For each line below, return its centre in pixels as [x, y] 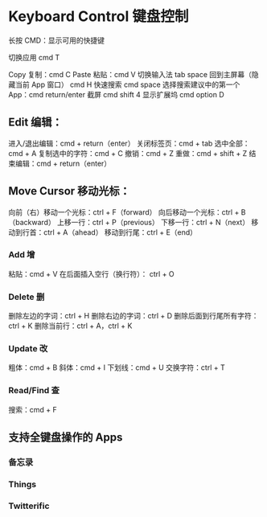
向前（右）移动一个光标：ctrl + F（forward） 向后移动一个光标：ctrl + [124, 212]
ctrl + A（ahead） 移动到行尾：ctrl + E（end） [120, 232]
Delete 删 [27, 297]
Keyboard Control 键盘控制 [99, 16]
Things [23, 484]
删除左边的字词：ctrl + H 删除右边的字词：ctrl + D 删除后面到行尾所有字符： [133, 316]
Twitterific [29, 506]
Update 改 [28, 349]
